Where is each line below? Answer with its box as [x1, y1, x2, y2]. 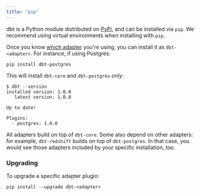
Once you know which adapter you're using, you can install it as [6, 43, 165, 51]
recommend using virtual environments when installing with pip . [6, 31, 166, 39]
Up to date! [6, 105, 36, 111]
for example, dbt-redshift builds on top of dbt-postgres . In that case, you [6, 137, 190, 144]
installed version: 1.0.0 [6, 88, 71, 95]
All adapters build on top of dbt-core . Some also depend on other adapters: [6, 130, 193, 138]
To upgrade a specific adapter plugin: [6, 172, 99, 179]
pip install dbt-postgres [6, 61, 71, 67]
